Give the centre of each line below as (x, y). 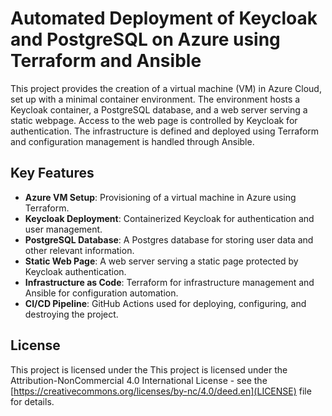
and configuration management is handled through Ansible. (132, 141)
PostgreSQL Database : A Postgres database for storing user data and (169, 239)
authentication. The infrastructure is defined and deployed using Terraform (165, 131)
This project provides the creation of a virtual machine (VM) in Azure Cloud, (166, 88)
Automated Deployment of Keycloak (164, 18)
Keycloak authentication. (75, 271)
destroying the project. (71, 314)
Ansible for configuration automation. (101, 293)
